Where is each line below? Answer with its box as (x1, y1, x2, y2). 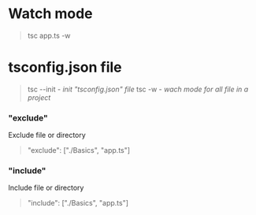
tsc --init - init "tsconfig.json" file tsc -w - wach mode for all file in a (27, 84, 249, 94)
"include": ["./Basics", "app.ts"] (27, 198, 128, 208)
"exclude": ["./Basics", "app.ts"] (27, 146, 131, 155)
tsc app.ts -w (27, 31, 71, 40)
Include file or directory (8, 183, 84, 193)
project (27, 92, 51, 102)
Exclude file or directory (8, 131, 87, 140)
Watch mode (8, 5, 93, 23)
